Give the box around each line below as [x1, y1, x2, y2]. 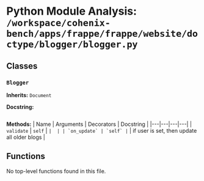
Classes [6, 61, 38, 71]
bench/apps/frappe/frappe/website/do [6, 28, 199, 40]
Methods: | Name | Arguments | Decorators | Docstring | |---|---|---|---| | [6, 120, 192, 128]
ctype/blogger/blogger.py [6, 39, 138, 50]
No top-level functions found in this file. [6, 167, 106, 175]
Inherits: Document [6, 91, 52, 98]
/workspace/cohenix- [6, 17, 111, 29]
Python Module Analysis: [6, 4, 137, 18]
